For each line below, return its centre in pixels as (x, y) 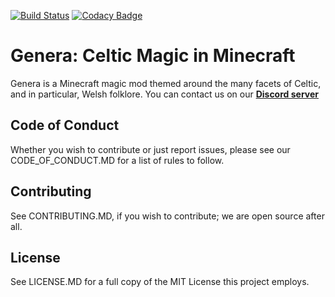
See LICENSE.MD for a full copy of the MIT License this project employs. (160, 282)
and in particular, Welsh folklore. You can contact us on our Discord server (164, 94)
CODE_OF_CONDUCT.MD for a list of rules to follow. (117, 160)
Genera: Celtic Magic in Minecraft (153, 56)
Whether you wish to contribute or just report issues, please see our (150, 149)
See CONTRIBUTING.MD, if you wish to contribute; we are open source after (167, 216)
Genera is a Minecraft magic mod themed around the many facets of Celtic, (166, 83)
